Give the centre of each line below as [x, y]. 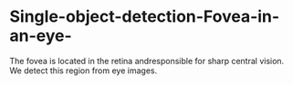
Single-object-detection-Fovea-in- [145, 17]
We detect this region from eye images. [84, 71]
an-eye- [41, 36]
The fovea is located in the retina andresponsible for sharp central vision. [147, 61]
